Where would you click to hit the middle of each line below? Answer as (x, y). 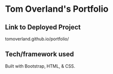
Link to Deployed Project (43, 27)
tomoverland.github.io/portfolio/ (37, 39)
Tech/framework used (39, 54)
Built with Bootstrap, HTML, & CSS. (40, 66)
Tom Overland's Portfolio (57, 9)
